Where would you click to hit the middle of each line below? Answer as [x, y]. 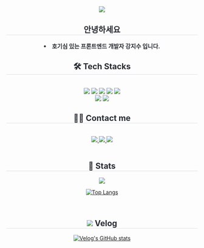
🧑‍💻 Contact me [102, 118]
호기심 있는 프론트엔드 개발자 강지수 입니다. [106, 46]
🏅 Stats [102, 166]
